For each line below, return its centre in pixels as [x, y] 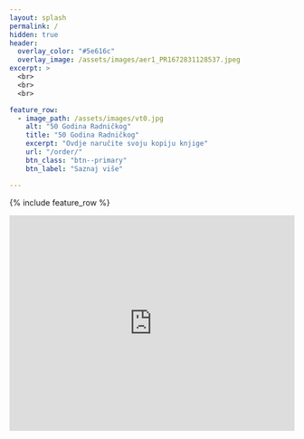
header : [24, 43]
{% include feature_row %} [60, 202]
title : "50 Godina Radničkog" [83, 135]
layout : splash [38, 18]
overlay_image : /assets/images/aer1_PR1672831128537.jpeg [129, 60]
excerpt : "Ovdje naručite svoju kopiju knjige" [117, 144]
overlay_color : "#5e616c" [66, 52]
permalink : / [34, 26]
